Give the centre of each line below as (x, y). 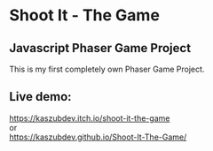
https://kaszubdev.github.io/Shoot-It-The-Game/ (98, 137)
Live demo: (41, 97)
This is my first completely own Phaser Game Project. (107, 69)
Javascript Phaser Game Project (100, 48)
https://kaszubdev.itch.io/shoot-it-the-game (90, 118)
